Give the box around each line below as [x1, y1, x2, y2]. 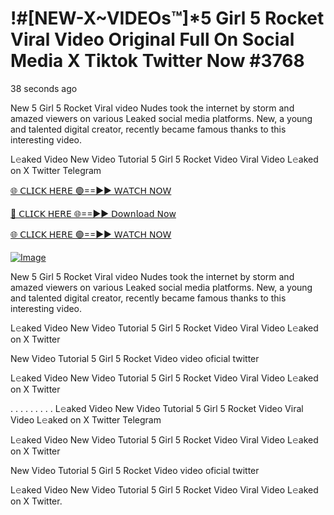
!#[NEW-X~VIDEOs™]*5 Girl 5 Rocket [10, 7, 325, 30]
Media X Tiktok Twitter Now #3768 [10, 50, 305, 72]
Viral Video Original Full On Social [10, 28, 295, 51]
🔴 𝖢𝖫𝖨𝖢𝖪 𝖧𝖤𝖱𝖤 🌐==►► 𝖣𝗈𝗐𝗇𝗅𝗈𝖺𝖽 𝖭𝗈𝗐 [10, 207, 177, 219]
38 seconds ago [10, 82, 78, 94]
